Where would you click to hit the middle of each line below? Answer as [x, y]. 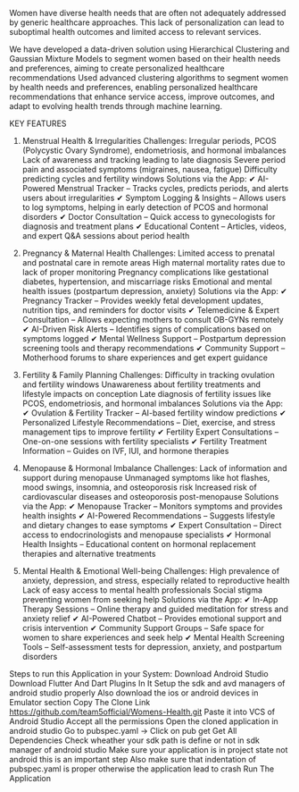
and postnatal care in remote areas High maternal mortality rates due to [154, 262]
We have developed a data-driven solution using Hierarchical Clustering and [149, 49]
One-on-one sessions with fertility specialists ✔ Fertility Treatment [145, 441]
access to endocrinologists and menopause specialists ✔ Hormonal [146, 535]
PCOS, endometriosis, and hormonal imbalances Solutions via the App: [153, 403]
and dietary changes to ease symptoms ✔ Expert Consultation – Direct [152, 525]
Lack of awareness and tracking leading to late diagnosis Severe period [154, 160]
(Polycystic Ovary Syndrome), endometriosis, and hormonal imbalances [154, 150]
